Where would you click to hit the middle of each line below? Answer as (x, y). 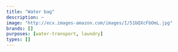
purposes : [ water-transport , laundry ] (55, 34)
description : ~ (25, 17)
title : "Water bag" (31, 12)
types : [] (19, 39)
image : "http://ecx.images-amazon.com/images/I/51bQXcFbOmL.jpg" (89, 23)
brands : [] (20, 28)
